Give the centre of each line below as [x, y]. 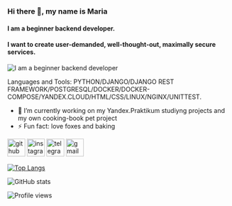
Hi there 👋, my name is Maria [57, 11]
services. [22, 52]
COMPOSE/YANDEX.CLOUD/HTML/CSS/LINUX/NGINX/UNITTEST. [105, 97]
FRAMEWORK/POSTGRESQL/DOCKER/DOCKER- [79, 89]
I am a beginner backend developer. [61, 28]
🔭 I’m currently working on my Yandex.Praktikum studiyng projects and [121, 110]
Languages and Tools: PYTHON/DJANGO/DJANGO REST [91, 82]
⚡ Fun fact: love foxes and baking [66, 126]
